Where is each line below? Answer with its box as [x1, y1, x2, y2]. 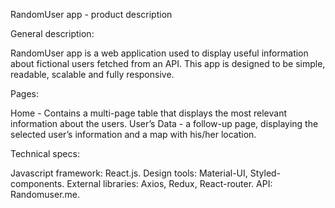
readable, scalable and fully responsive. [10, 69, 175, 80]
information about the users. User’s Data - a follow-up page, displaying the [10, 118, 319, 129]
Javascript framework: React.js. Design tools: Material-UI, [10, 167, 248, 179]
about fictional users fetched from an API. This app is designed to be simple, [10, 58, 326, 69]
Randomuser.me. [10, 189, 81, 200]
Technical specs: [10, 148, 80, 159]
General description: [10, 28, 95, 39]
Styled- [249, 167, 282, 179]
